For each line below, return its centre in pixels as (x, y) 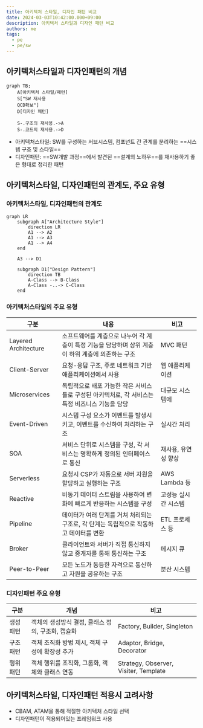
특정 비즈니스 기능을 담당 (95, 404)
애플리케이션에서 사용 (91, 374)
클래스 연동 (59, 672)
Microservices (30, 395)
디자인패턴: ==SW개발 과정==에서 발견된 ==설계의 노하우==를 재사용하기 (102, 156)
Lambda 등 (176, 482)
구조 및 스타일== (41, 149)
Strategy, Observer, (146, 663)
